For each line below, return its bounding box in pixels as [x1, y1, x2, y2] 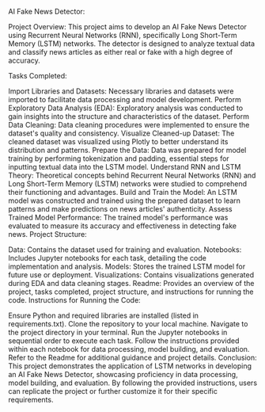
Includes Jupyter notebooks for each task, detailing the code [8, 254, 207, 262]
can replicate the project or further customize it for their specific [8, 387, 218, 395]
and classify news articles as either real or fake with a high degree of [8, 48, 233, 56]
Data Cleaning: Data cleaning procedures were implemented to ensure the [8, 120, 250, 129]
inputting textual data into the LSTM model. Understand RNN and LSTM [8, 162, 241, 171]
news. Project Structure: [8, 230, 87, 238]
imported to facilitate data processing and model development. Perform [8, 95, 241, 104]
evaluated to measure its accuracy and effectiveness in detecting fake [8, 221, 237, 231]
